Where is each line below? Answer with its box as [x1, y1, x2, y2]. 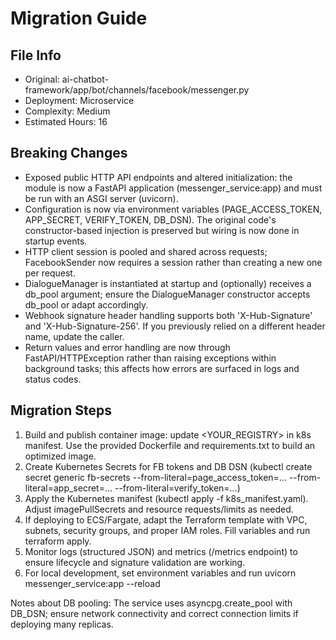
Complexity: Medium [24, 105, 111, 117]
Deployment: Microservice [24, 95, 135, 106]
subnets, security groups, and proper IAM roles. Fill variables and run [24, 524, 311, 536]
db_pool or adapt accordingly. [24, 298, 149, 311]
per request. [24, 267, 76, 279]
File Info [10, 47, 62, 64]
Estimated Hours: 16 [24, 116, 108, 127]
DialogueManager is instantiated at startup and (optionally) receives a [24, 277, 312, 289]
